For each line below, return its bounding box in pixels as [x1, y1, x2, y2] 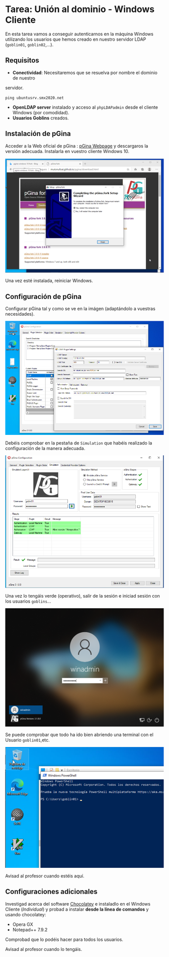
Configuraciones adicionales [5, 888, 98, 896]
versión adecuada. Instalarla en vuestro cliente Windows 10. [5, 148, 130, 154]
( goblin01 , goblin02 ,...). [5, 41, 54, 47]
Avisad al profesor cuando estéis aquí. [5, 872, 84, 879]
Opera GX [12, 921, 34, 927]
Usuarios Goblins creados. [12, 115, 69, 121]
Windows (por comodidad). [12, 109, 69, 115]
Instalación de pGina [5, 129, 71, 138]
